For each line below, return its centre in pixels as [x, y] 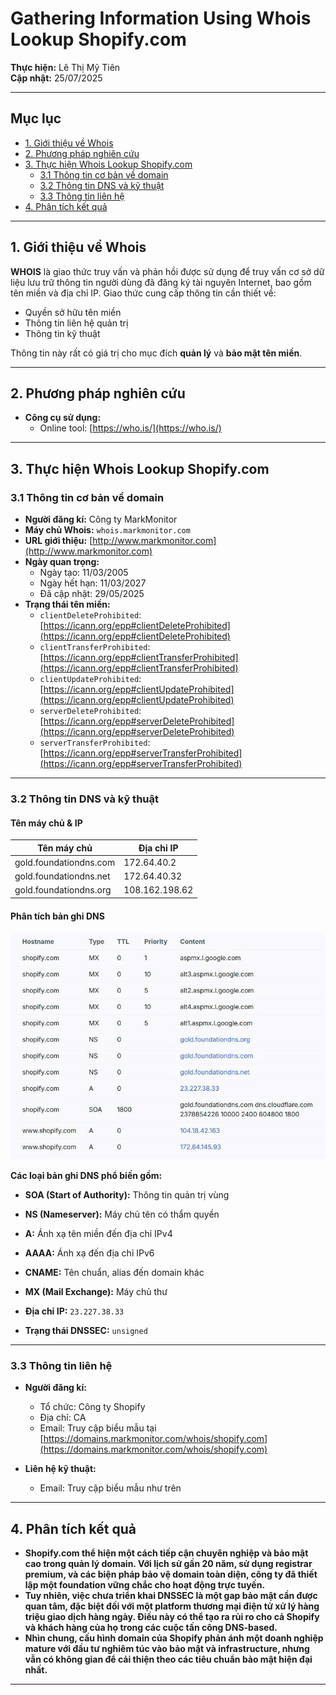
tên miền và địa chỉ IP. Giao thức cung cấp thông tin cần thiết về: [143, 293]
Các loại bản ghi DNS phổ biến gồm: [86, 1175]
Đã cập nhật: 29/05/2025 [92, 594]
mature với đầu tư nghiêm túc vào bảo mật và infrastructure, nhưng [167, 1648]
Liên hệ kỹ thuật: [60, 1469]
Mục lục [36, 118]
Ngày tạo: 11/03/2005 [84, 573]
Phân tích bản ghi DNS [57, 916]
